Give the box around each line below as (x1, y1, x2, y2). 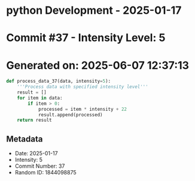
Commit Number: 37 (14, 162, 65, 170)
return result (17, 117, 52, 123)
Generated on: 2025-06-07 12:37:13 (6, 58, 190, 72)
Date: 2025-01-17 (14, 150, 58, 157)
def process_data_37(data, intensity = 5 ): (6, 79, 111, 85)
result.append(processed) (38, 111, 103, 117)
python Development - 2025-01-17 (6, 4, 182, 17)
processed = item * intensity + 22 (38, 106, 127, 112)
